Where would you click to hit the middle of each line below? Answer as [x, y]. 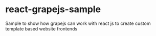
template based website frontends [41, 28]
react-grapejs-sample [53, 9]
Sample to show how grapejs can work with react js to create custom [78, 23]
